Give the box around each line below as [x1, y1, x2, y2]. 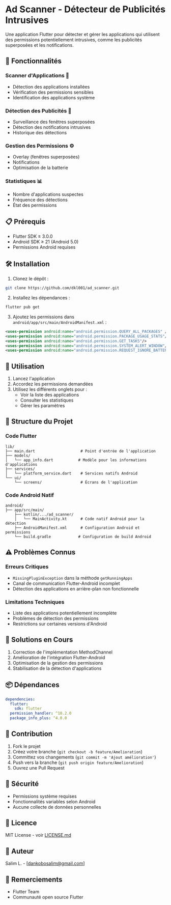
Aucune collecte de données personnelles [12, 804, 101, 810]
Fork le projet [12, 743, 41, 749]
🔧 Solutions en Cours [5, 635, 73, 644]
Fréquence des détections [12, 196, 68, 203]
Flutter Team [12, 889, 40, 895]
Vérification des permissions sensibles [12, 89, 94, 95]
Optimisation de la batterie [12, 164, 69, 171]
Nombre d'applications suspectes [12, 191, 84, 197]
